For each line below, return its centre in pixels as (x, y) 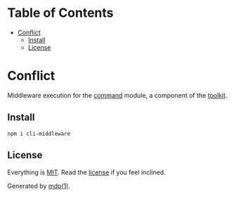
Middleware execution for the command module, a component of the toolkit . (117, 95)
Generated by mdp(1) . (39, 186)
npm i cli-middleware (39, 134)
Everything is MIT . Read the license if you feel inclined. (87, 172)
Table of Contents (60, 13)
